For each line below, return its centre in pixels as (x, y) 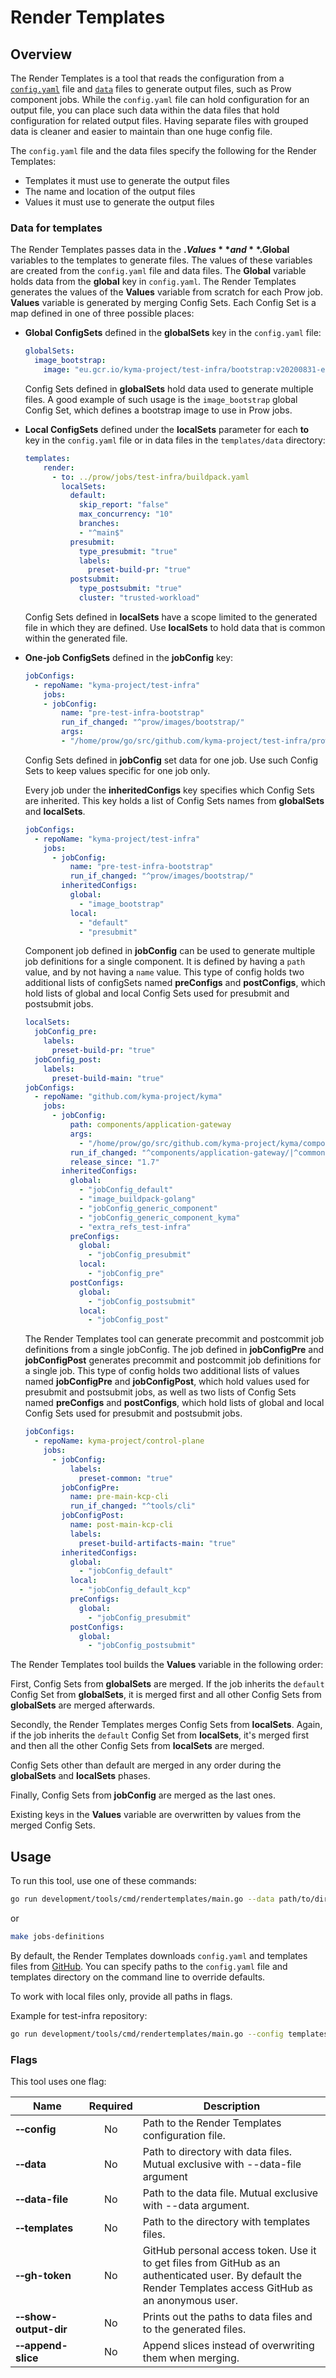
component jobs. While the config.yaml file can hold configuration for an (160, 99)
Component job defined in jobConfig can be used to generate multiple (170, 951)
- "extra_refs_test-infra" (135, 1227)
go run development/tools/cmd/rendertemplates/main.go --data (142, 1899)
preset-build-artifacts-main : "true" (157, 1543)
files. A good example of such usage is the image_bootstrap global (161, 399)
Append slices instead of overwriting (228, 2346)
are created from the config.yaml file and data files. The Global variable (158, 271)
